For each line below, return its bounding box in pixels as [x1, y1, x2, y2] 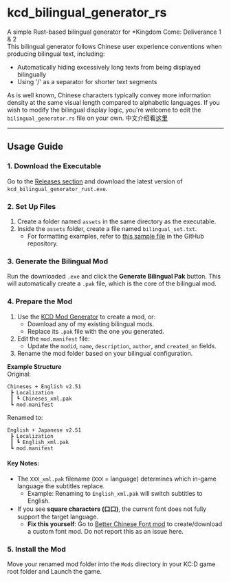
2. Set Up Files [7, 201, 56, 211]
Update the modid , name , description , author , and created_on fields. [27, 341, 217, 350]
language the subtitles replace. [16, 481, 105, 490]
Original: [7, 370, 32, 378]
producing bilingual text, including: [7, 50, 105, 58]
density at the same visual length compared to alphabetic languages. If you [7, 98, 220, 106]
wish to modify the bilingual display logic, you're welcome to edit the [7, 106, 201, 114]
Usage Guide [7, 141, 64, 152]
